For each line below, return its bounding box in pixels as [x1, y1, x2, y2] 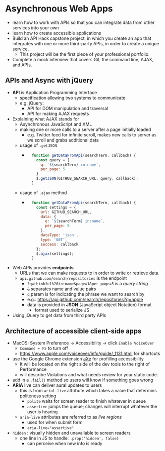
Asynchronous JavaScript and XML [19, 121, 92, 127]
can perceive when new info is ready [27, 441, 103, 447]
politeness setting [19, 393, 56, 399]
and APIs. [12, 62, 32, 68]
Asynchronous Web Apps [5, 3, 113, 14]
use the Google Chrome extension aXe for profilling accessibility [12, 356, 144, 362]
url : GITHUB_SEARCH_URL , [40, 210, 92, 215]
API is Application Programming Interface [12, 89, 97, 95]
